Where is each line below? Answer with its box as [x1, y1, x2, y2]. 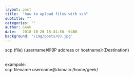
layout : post [5, 7, 32, 12]
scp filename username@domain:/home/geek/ [5, 66, 98, 72]
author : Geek [5, 25, 32, 30]
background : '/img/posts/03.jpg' [5, 34, 73, 39]
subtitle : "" [5, 16, 32, 21]
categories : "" [5, 20, 36, 26]
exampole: [5, 61, 26, 67]
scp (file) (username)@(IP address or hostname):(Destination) [5, 47, 129, 53]
